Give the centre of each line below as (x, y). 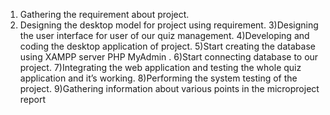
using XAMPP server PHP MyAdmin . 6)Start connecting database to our (169, 57)
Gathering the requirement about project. (104, 14)
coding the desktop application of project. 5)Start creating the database (167, 46)
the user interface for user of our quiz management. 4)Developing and (164, 35)
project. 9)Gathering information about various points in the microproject (169, 88)
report (33, 99)
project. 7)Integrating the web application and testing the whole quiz (160, 67)
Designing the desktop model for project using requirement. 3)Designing (169, 25)
